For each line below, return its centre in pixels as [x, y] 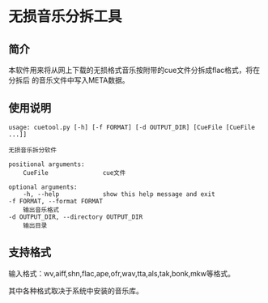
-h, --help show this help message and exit [119, 194]
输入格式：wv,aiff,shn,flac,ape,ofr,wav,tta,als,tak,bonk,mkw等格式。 [121, 273]
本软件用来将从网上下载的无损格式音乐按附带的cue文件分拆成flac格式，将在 [134, 70]
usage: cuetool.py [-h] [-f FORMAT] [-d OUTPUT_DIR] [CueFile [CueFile [132, 127]
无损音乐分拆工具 [66, 17]
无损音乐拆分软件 [33, 150]
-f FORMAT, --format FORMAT [56, 201]
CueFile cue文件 [74, 173]
